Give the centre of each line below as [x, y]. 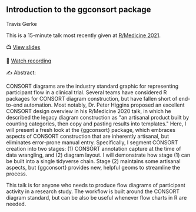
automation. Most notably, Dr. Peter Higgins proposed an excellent [104, 105]
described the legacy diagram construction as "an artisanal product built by [98, 117]
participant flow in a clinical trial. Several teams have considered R [87, 92]
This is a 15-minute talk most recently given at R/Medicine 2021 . [83, 35]
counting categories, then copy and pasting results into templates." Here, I [96, 124]
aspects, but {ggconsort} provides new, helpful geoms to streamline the [93, 167]
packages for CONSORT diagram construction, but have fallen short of [92, 98]
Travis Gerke [21, 24]
